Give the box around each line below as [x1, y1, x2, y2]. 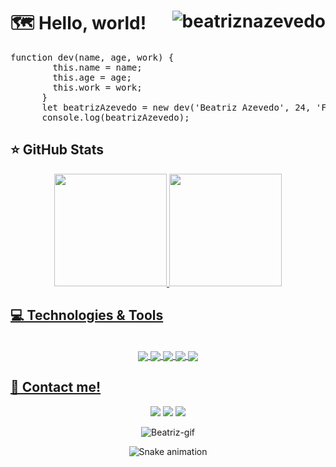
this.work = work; [52, 81, 143, 93]
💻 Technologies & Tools [10, 307, 164, 324]
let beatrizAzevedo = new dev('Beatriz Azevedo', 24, [41, 101, 312, 113]
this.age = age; [52, 71, 132, 83]
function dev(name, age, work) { [10, 51, 175, 63]
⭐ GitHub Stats [10, 141, 104, 159]
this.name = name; [52, 61, 143, 73]
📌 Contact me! [10, 379, 102, 396]
